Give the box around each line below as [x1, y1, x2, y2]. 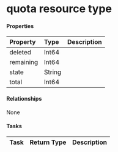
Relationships [6, 95, 42, 102]
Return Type [29, 138, 67, 147]
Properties [6, 22, 34, 29]
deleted [9, 48, 32, 57]
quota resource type [6, 2, 112, 16]
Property [9, 38, 36, 46]
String [43, 68, 62, 76]
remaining [9, 58, 39, 67]
